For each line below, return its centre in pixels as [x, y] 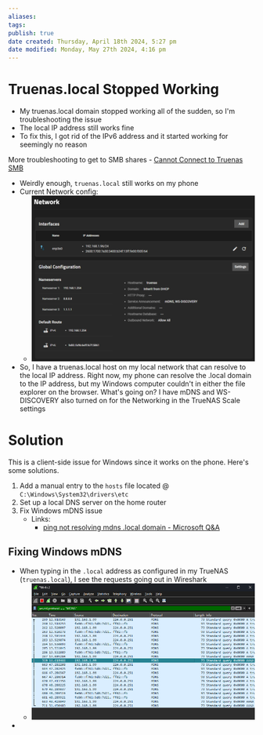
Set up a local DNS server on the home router [93, 502]
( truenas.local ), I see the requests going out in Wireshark [113, 579]
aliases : [22, 16]
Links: [41, 519]
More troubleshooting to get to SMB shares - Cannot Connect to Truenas [126, 160]
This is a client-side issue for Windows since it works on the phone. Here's [128, 462]
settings [32, 409]
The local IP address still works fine [77, 128]
